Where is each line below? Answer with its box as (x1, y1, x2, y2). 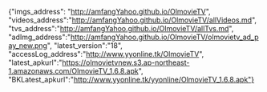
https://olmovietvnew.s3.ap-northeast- (62, 58, 190, 67)
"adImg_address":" (8, 32, 71, 42)
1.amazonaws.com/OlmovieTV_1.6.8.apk (8, 66, 139, 75)
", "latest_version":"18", (47, 41, 123, 50)
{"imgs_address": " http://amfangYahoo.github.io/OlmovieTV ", (8, 7, 211, 16)
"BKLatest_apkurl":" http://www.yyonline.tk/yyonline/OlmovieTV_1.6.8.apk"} (8, 75, 255, 84)
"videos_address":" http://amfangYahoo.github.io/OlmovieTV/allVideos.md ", (8, 15, 257, 25)
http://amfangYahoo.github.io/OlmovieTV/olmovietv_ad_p (71, 32, 259, 42)
